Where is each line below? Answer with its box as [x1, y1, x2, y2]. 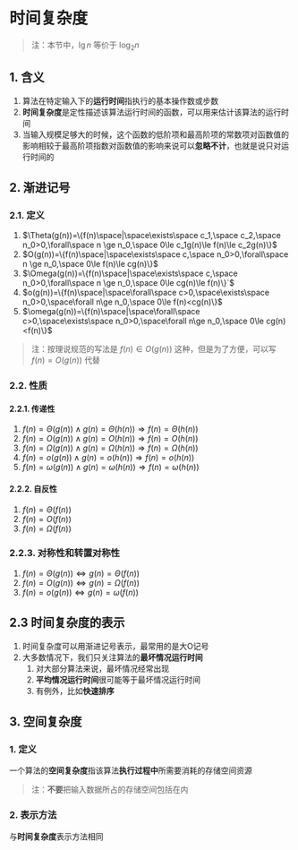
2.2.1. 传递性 [9, 403, 55, 414]
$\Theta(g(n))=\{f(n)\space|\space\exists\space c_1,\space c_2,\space [21, 230, 282, 241]
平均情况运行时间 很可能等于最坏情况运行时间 [35, 674, 201, 685]
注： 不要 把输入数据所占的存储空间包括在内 [30, 785, 189, 795]
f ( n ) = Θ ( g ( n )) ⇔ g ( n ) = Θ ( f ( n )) [21, 568, 140, 579]
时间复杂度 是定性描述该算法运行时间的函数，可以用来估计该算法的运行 [21, 107, 282, 117]
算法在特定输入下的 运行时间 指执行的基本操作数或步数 [21, 95, 219, 106]
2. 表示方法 [9, 809, 57, 821]
